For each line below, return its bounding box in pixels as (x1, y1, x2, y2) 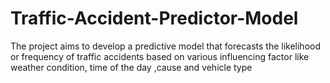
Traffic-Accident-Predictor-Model (10, 7, 299, 30)
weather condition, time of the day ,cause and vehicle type (10, 61, 253, 73)
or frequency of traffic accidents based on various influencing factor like (10, 50, 310, 62)
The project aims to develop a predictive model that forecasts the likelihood (10, 40, 321, 52)
